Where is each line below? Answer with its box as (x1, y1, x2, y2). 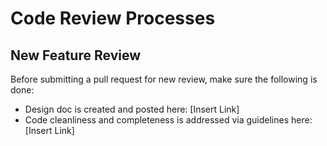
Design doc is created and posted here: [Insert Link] (24, 103, 240, 115)
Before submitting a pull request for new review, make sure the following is (10, 73, 318, 85)
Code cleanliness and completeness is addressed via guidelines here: (24, 114, 313, 126)
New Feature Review (10, 47, 141, 64)
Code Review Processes (10, 7, 216, 30)
